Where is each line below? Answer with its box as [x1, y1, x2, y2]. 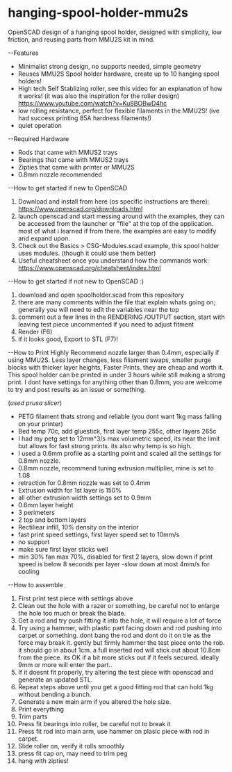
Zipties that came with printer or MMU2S [17, 163, 135, 171]
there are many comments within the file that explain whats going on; [17, 297, 216, 306]
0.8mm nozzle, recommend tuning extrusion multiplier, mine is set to [17, 463, 214, 472]
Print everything [17, 705, 65, 713]
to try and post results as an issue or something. [8, 385, 147, 393]
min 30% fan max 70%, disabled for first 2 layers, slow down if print [17, 552, 213, 561]
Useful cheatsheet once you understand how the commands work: [17, 256, 209, 265]
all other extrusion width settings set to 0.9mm [17, 493, 151, 502]
